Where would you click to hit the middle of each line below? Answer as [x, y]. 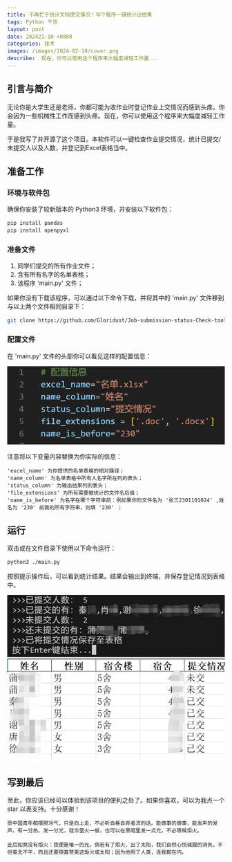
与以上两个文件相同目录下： [47, 306]
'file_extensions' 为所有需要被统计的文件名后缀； [74, 493]
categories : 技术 [31, 44]
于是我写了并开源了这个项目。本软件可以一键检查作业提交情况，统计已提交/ [114, 139]
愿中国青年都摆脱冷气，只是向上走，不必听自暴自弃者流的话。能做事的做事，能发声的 [110, 823]
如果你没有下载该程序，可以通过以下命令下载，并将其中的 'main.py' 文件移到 [116, 298]
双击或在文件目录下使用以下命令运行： [61, 548]
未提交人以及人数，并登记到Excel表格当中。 [69, 147]
